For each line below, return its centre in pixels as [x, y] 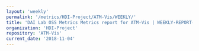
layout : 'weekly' [28, 11]
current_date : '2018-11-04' [41, 39]
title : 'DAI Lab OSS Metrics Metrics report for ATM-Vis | [81, 22]
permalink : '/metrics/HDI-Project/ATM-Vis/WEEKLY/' [71, 17]
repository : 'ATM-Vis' [34, 33]
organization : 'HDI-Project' [42, 28]
